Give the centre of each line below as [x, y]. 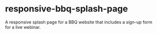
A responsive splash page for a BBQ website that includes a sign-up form [79, 22]
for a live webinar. [23, 27]
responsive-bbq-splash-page [67, 9]
